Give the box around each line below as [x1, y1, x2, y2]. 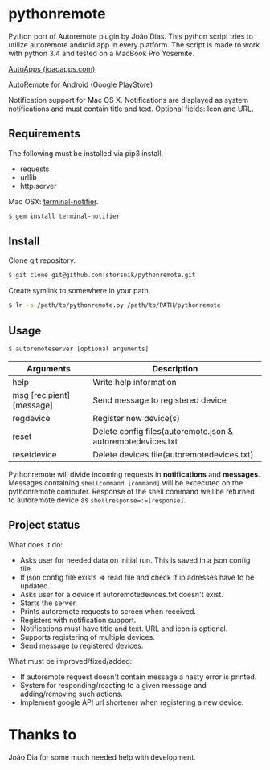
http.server [19, 181, 57, 190]
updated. [19, 580, 51, 591]
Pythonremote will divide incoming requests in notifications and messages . [8, 469, 260, 479]
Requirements [8, 127, 80, 141]
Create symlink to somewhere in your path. [8, 286, 151, 296]
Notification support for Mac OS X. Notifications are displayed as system [8, 95, 249, 104]
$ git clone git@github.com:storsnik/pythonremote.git [8, 271, 196, 280]
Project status [8, 518, 80, 532]
